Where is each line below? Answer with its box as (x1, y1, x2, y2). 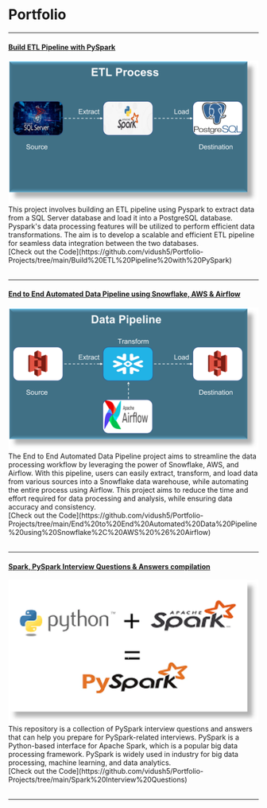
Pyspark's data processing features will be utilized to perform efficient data (8, 221, 255, 231)
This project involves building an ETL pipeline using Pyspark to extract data (8, 205, 255, 214)
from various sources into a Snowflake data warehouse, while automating (8, 477, 249, 486)
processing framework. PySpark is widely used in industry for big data (8, 749, 238, 759)
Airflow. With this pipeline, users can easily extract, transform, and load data (8, 468, 258, 478)
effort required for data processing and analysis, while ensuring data (8, 494, 233, 503)
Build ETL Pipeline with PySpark (8, 42, 116, 52)
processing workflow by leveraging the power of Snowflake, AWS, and (8, 460, 239, 470)
